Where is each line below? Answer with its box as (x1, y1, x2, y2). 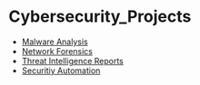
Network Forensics (21, 45, 93, 56)
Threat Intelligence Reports (21, 55, 125, 66)
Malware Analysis (21, 36, 88, 47)
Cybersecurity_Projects (8, 6, 192, 27)
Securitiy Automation (21, 65, 101, 76)
